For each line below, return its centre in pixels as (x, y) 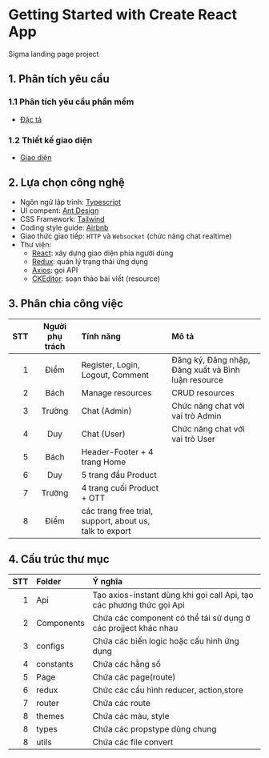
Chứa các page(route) (134, 677)
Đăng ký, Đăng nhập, (211, 359)
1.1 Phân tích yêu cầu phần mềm (71, 102)
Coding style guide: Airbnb (64, 227)
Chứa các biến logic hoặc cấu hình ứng (166, 641)
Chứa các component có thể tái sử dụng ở (171, 618)
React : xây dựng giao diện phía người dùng (102, 253)
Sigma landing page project (54, 54)
